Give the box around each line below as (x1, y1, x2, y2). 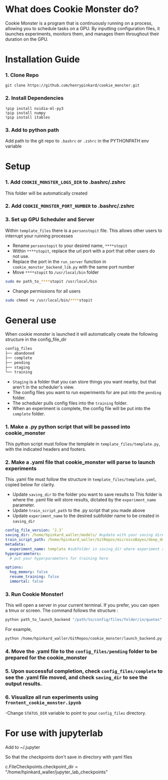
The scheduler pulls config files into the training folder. (12, 400, 128, 406)
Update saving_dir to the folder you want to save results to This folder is (12, 491, 162, 497)
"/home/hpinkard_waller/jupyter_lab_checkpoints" (5, 769, 108, 775)
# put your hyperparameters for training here (9, 556, 108, 561)
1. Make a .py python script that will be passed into (5, 423, 130, 430)
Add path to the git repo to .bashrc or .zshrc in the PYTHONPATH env (5, 138, 149, 144)
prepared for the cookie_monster (5, 654, 87, 661)
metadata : (5, 542, 26, 547)
